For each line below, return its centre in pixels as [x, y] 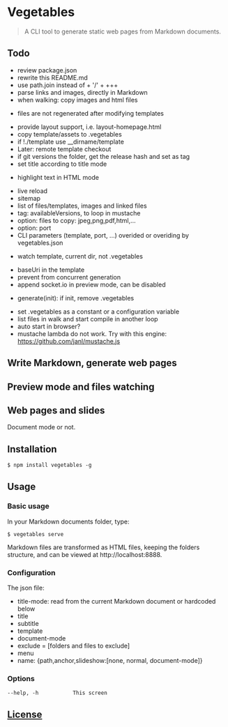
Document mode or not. [41, 427]
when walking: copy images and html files [77, 100]
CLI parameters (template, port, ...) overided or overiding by [103, 235]
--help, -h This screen [58, 693]
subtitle [28, 624]
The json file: [26, 588]
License [25, 714]
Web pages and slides [56, 410]
